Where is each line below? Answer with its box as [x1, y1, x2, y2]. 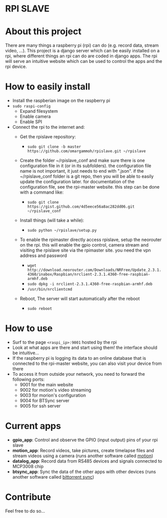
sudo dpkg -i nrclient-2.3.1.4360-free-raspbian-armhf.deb [27, 281, 153, 287]
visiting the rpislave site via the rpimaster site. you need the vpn [19, 248, 151, 254]
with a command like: [19, 189, 64, 195]
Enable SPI [19, 119, 42, 125]
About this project [5, 26, 82, 37]
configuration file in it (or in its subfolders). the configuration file [19, 163, 152, 169]
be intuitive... [12, 350, 39, 356]
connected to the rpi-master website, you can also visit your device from [12, 360, 162, 366]
